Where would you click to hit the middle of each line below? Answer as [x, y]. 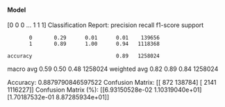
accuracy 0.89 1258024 [83, 56]
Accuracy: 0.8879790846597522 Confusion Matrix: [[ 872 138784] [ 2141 [112, 83]
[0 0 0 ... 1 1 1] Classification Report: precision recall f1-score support [106, 25]
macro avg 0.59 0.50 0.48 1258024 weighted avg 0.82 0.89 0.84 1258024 [113, 69]
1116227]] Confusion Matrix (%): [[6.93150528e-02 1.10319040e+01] [105, 90]
